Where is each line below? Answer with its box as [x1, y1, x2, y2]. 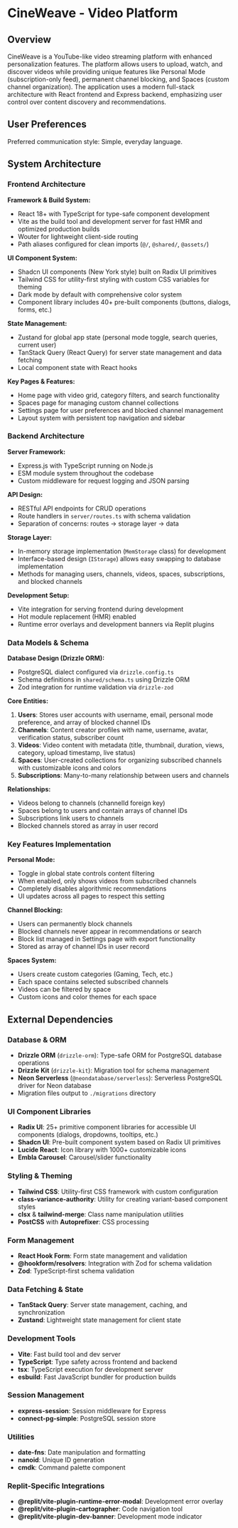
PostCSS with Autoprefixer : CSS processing [17, 1217, 149, 1226]
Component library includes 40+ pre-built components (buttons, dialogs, [17, 297, 231, 306]
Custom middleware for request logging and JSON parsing [17, 476, 190, 485]
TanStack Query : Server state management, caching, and [17, 1301, 188, 1309]
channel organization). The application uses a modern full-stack [7, 83, 195, 91]
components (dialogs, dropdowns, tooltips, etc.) [17, 1130, 158, 1139]
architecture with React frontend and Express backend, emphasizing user [7, 91, 222, 98]
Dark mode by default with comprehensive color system [17, 290, 183, 299]
